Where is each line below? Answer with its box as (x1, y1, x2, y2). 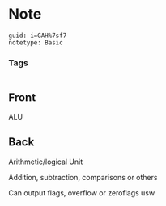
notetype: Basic (8, 38, 63, 47)
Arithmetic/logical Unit (8, 157, 83, 166)
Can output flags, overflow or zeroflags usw (8, 187, 155, 198)
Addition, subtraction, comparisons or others (8, 172, 158, 182)
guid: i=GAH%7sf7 (8, 32, 67, 40)
